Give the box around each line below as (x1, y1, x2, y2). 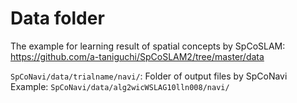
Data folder (10, 7, 105, 30)
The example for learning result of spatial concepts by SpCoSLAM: (10, 40, 286, 52)
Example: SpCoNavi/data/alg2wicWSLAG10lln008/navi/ (10, 80, 230, 92)
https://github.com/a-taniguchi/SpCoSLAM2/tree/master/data (10, 50, 265, 62)
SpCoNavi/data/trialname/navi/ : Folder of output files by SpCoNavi (10, 70, 288, 82)
